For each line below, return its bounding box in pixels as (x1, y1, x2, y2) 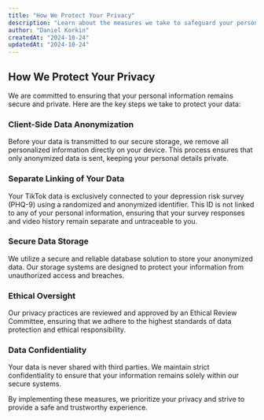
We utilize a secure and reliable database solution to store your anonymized (8, 254, 254, 263)
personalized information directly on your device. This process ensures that (8, 145, 253, 154)
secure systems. (8, 379, 61, 388)
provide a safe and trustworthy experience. (8, 403, 148, 412)
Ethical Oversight (8, 290, 76, 301)
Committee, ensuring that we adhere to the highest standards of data (8, 317, 232, 326)
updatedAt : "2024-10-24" (8, 41, 90, 49)
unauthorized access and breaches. (8, 270, 124, 280)
